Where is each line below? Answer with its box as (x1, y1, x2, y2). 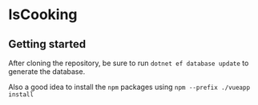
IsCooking (8, 6, 78, 24)
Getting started (8, 37, 87, 51)
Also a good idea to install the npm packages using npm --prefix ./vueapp (8, 82, 251, 91)
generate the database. (8, 67, 86, 76)
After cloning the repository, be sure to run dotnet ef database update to (8, 58, 249, 68)
